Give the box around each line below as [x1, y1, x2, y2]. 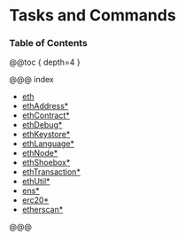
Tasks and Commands [9, 5, 177, 26]
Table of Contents [9, 37, 89, 50]
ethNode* [21, 148, 58, 159]
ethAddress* [21, 101, 69, 112]
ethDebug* [21, 120, 63, 130]
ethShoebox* [21, 157, 71, 168]
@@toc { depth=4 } [9, 57, 81, 67]
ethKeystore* [21, 129, 71, 140]
